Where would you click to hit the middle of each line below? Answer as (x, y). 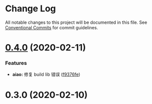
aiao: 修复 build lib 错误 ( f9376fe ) (46, 74)
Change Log (30, 9)
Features (16, 63)
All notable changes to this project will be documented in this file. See (76, 22)
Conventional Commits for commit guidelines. (51, 27)
